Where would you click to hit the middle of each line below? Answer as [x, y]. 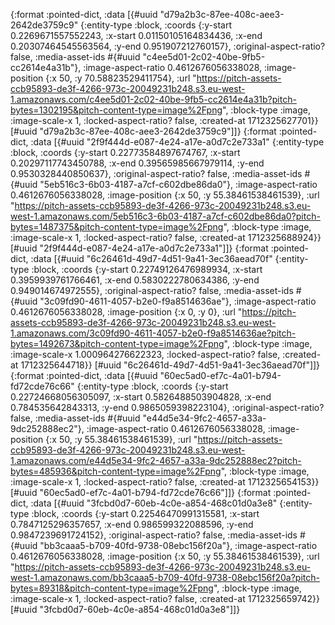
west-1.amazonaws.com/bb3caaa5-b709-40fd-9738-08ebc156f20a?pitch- [165, 577]
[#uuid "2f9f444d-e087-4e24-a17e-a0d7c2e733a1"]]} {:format [139, 248]
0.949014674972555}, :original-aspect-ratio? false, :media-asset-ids [152, 290]
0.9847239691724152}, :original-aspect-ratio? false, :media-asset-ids [154, 535]
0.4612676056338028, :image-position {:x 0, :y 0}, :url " [126, 312]
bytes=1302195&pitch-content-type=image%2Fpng [116, 110]
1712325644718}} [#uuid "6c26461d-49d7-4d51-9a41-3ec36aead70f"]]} [170, 365]
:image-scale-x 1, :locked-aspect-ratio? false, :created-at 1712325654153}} [165, 482]
